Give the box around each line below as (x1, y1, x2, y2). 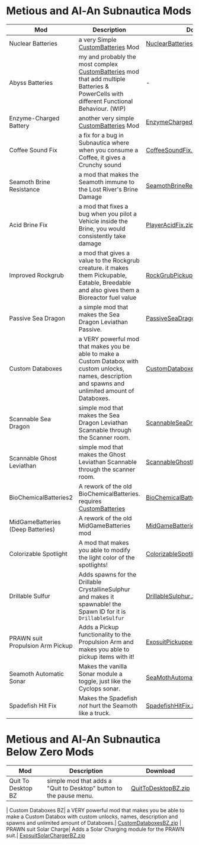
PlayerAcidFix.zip (146, 220, 194, 229)
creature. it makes (78, 264, 129, 272)
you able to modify (78, 546, 131, 554)
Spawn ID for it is (78, 607, 126, 616)
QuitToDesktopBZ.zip (131, 784, 190, 792)
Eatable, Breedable (78, 279, 131, 287)
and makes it (78, 593, 114, 601)
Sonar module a (78, 670, 123, 678)
